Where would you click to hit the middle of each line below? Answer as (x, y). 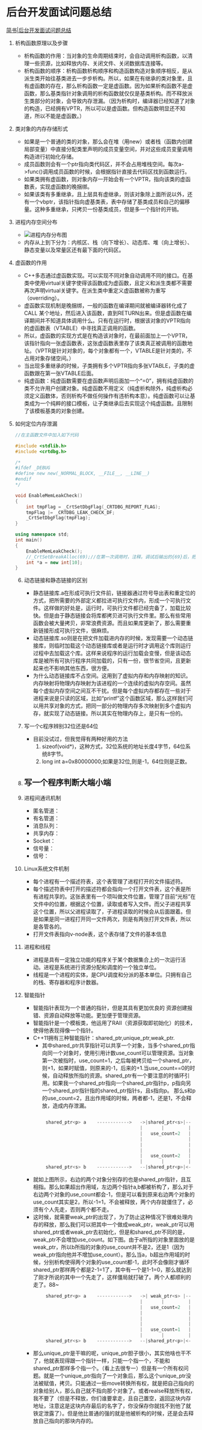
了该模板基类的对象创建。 (56, 410)
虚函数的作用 (31, 262)
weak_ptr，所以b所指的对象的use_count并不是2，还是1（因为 (109, 1247)
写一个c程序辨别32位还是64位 (61, 726)
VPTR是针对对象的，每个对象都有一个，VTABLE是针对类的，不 (115, 350)
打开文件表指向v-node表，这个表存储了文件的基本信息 (100, 934)
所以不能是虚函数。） (60, 116)
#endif (23, 479)
